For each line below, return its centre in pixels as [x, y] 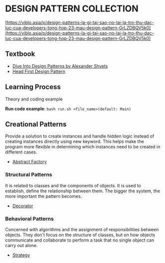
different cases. [21, 152]
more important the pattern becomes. [43, 196]
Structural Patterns [29, 175]
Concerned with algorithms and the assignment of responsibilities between [82, 229]
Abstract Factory [30, 162]
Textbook [20, 54]
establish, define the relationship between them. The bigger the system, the [83, 191]
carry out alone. [22, 245]
